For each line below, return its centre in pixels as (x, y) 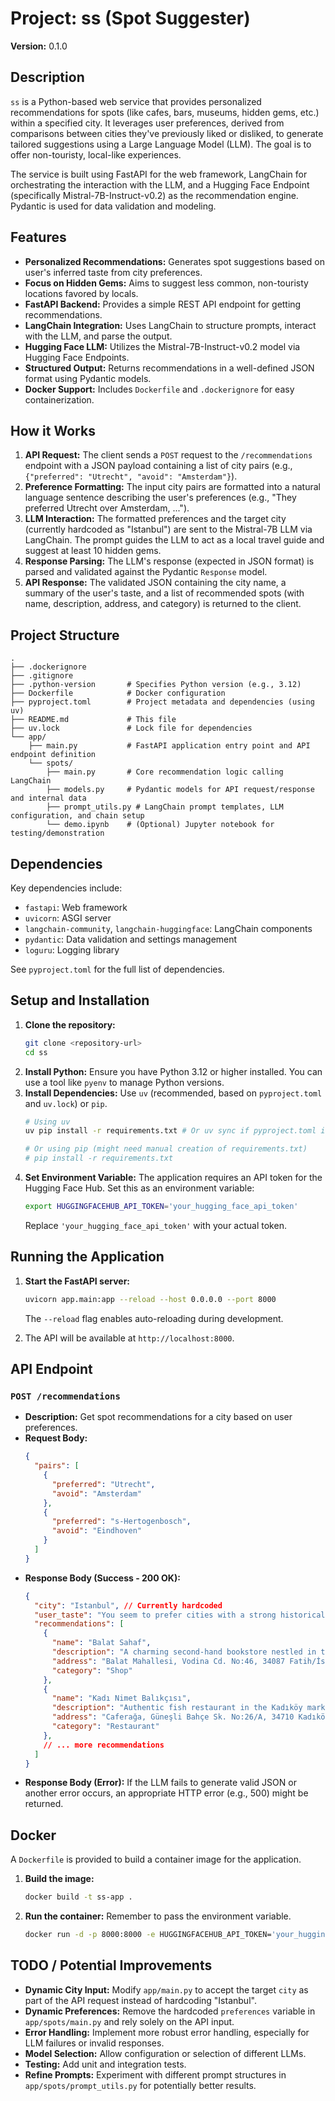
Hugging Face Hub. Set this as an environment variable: (139, 1188)
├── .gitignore (42, 676)
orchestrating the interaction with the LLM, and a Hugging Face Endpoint (160, 184)
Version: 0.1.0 (39, 46)
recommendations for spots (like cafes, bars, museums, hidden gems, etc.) (165, 112)
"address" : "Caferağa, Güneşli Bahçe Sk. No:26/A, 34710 (173, 1717)
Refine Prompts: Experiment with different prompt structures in (155, 2074)
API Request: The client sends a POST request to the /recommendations (168, 455)
